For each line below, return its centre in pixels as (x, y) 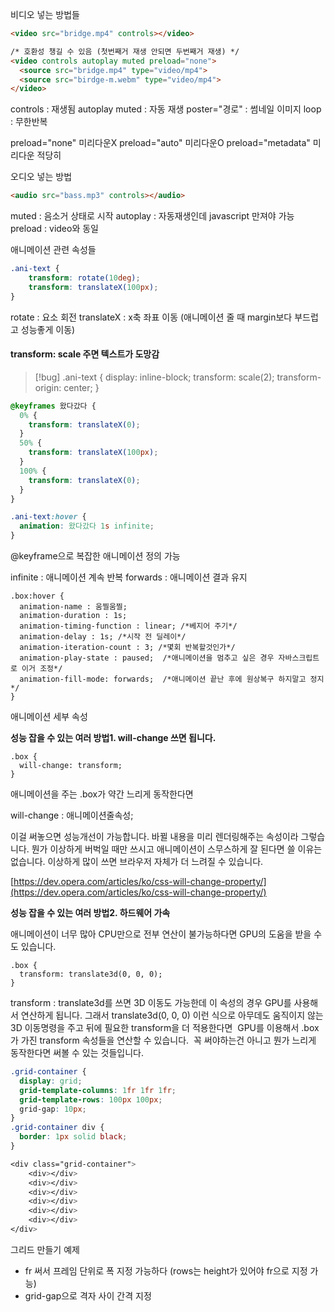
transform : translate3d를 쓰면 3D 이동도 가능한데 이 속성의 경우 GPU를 (151, 1003)
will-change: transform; (71, 766)
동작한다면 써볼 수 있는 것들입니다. (77, 1053)
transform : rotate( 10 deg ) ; (84, 278)
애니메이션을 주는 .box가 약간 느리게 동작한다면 (102, 794)
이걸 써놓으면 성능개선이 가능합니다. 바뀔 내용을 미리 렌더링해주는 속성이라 (154, 837)
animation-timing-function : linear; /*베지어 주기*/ (128, 626)
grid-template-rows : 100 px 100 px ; (91, 1099)
